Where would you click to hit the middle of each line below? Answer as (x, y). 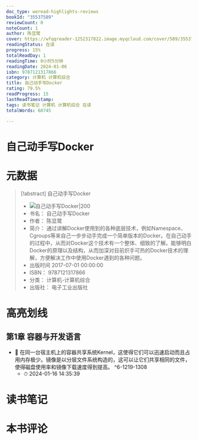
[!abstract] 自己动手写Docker (56, 193)
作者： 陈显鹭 (46, 221)
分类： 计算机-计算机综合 (60, 280)
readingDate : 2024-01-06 (37, 66)
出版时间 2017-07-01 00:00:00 (66, 265)
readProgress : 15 (27, 94)
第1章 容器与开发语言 (44, 337)
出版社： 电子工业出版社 (59, 287)
